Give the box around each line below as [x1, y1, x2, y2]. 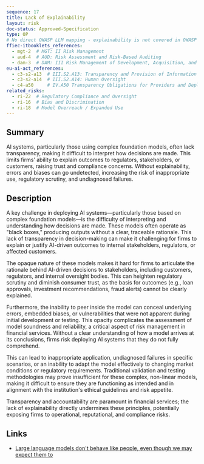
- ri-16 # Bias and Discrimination [12, 99, 104, 105]
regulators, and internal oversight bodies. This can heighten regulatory [6, 272, 183, 280]
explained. [6, 292, 32, 299]
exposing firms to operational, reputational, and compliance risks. [6, 411, 171, 419]
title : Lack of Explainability [6, 15, 86, 21]
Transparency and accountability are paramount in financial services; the [6, 398, 189, 405]
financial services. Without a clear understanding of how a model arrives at [6, 329, 194, 337]
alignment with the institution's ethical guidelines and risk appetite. [6, 386, 173, 394]
